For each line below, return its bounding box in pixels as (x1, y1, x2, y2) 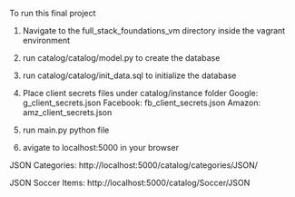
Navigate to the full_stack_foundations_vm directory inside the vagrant (22, 25, 286, 35)
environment (22, 35, 71, 45)
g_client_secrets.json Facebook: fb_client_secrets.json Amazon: (22, 97, 261, 108)
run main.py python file (22, 124, 110, 135)
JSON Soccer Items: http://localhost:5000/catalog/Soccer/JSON (9, 177, 251, 188)
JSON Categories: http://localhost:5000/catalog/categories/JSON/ (9, 160, 259, 171)
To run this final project (9, 8, 96, 18)
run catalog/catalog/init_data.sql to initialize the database (22, 70, 237, 81)
